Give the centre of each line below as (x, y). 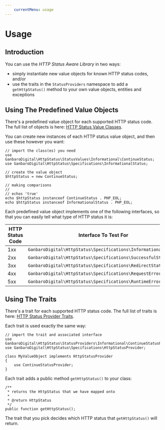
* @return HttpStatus (29, 400)
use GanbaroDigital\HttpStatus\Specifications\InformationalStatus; (77, 164)
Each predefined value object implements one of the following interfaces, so (82, 212)
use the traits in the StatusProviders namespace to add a (70, 84)
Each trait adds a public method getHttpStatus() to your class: (69, 379)
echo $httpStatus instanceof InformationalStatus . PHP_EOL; (69, 202)
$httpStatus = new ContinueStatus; (41, 177)
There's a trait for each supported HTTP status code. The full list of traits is (81, 311)
